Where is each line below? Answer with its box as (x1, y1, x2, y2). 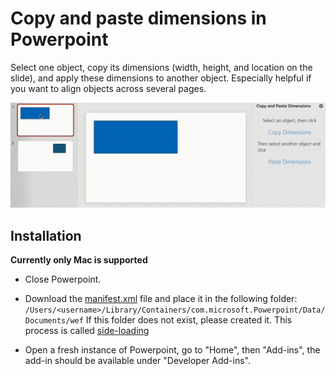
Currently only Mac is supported (10, 254, 148, 266)
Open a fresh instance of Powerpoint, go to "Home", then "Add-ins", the (24, 344, 321, 356)
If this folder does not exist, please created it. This (85, 314, 293, 326)
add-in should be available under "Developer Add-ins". (24, 355, 251, 367)
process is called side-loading (24, 325, 150, 337)
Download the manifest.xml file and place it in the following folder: (24, 293, 298, 305)
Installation (10, 227, 82, 244)
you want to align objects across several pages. (10, 82, 207, 94)
